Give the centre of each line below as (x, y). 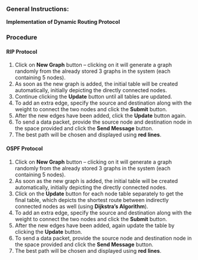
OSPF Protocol (24, 149)
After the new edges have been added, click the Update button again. (100, 116)
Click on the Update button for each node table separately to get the (99, 194)
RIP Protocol (22, 51)
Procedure (22, 38)
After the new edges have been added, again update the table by (95, 225)
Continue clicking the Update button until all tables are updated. (93, 97)
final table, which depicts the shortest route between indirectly (92, 200)
